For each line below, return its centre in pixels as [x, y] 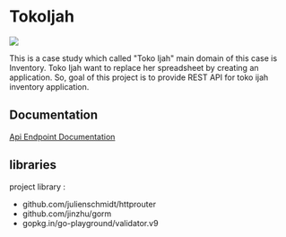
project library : [37, 187]
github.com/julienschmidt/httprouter [89, 204]
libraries [33, 165]
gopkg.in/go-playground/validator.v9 [90, 223]
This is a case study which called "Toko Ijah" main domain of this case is [143, 58]
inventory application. [49, 86]
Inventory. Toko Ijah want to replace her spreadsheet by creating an [134, 67]
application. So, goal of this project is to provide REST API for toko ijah [139, 77]
